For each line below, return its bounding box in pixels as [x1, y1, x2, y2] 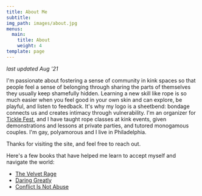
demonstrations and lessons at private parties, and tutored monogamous [6, 122, 189, 129]
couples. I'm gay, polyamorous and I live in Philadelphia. [6, 128, 147, 135]
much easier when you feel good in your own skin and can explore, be [6, 96, 183, 103]
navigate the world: [6, 158, 55, 166]
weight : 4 [17, 43, 43, 49]
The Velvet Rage [15, 170, 57, 177]
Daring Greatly [15, 177, 52, 184]
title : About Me [6, 8, 47, 15]
